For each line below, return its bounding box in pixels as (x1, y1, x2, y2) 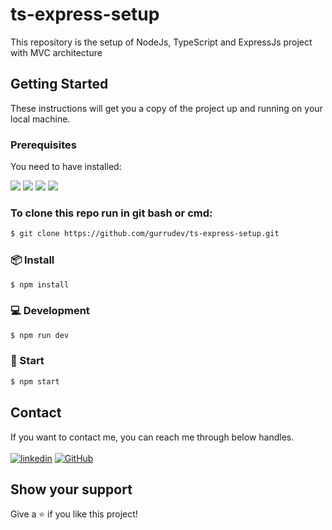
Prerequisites (10, 138, 77, 152)
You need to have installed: (10, 161, 122, 173)
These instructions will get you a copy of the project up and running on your (10, 102, 323, 114)
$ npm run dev (10, 330, 70, 340)
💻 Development (10, 304, 90, 318)
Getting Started (10, 76, 109, 93)
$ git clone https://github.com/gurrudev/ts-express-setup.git (10, 229, 280, 239)
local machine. (10, 113, 71, 125)
